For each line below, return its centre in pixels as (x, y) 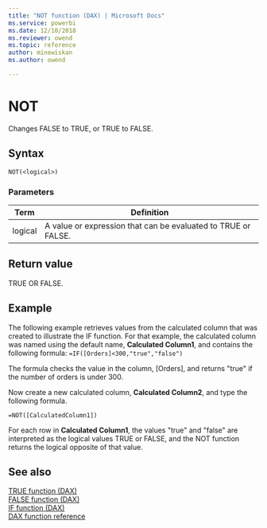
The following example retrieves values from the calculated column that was (133, 327)
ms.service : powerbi (43, 23)
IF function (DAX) (37, 508)
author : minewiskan (41, 53)
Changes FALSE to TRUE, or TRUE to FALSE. (81, 128)
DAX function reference (47, 516)
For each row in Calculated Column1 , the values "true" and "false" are (123, 430)
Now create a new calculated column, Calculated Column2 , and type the (128, 392)
